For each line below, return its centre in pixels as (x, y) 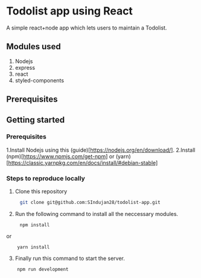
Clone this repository (41, 191)
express (25, 67)
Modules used (34, 47)
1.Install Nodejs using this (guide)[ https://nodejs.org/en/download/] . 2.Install (101, 150)
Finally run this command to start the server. (70, 258)
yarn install (33, 247)
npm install (35, 225)
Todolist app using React (69, 11)
